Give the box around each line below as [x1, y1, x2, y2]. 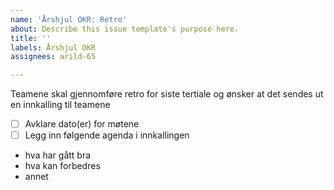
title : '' [10, 33, 52, 43]
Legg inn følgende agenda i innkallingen [24, 129, 190, 141]
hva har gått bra [24, 149, 92, 161]
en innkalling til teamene [10, 99, 111, 111]
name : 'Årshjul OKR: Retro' [10, 14, 128, 25]
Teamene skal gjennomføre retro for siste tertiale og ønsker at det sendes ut [10, 88, 324, 100]
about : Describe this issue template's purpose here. [10, 24, 240, 34]
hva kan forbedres [24, 160, 101, 172]
